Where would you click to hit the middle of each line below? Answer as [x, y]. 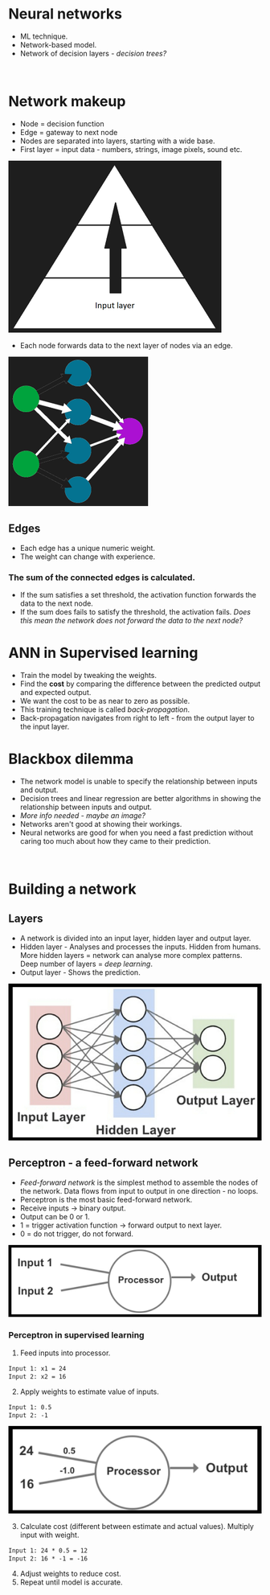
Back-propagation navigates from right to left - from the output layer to [137, 717]
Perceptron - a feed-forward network [103, 1163]
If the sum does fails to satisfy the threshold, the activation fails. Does [135, 611]
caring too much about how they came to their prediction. [115, 841]
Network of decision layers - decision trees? [93, 53]
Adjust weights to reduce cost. [71, 1573]
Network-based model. [58, 44]
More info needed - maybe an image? [83, 815]
